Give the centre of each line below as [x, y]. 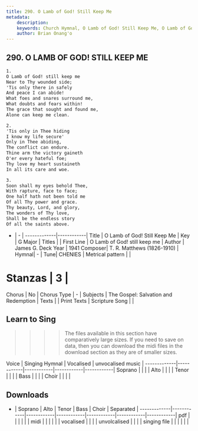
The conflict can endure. [38, 148]
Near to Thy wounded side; [39, 82]
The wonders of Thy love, [38, 213]
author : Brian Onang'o [44, 34]
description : [33, 22]
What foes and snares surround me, [50, 99]
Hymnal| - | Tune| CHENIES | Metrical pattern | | [73, 254]
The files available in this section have [111, 334]
